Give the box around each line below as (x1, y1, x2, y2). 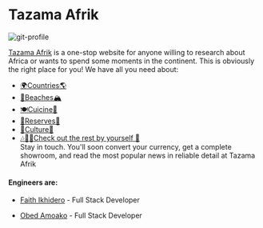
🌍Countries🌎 (19, 80, 67, 90)
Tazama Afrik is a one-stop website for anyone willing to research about (8, 47, 245, 57)
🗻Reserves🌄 (19, 116, 61, 126)
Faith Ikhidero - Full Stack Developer (19, 195, 140, 205)
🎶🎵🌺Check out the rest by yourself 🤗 (19, 133, 141, 142)
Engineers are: (8, 178, 58, 187)
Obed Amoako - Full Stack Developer (19, 210, 142, 221)
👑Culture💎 (19, 124, 54, 134)
